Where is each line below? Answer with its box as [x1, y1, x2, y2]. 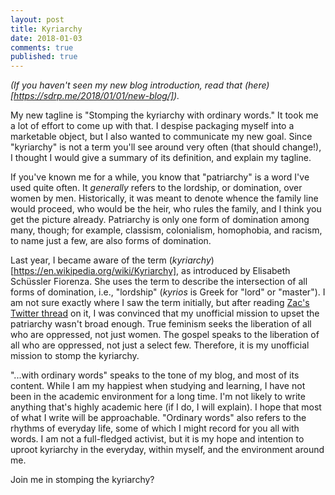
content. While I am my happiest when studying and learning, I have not [10, 380, 306, 392]
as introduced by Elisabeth [181, 265, 291, 277]
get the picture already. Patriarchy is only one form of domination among [10, 214, 310, 226]
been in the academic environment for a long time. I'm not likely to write [10, 391, 306, 403]
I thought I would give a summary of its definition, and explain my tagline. [10, 152, 312, 164]
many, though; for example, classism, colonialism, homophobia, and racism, [10, 224, 323, 236]
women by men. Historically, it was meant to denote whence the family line [10, 192, 319, 205]
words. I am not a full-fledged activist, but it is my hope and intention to [10, 433, 305, 445]
